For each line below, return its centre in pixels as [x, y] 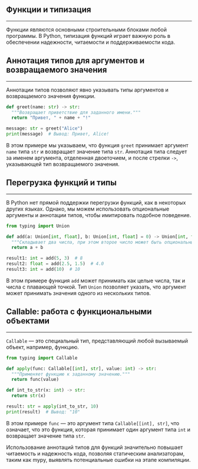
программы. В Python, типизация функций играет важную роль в [88, 35]
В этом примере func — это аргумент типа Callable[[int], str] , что [93, 423]
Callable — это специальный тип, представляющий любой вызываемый [97, 341]
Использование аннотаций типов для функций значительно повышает [95, 447]
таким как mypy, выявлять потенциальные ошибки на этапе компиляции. [98, 460]
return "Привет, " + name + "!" [51, 118]
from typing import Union [38, 226]
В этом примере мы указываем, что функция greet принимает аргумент [97, 145]
